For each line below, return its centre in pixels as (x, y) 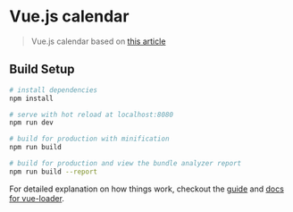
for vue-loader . (37, 198)
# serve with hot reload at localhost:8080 (92, 114)
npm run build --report (54, 172)
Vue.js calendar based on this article (98, 41)
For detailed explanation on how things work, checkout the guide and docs (146, 189)
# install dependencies (54, 90)
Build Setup (42, 69)
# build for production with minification (89, 139)
